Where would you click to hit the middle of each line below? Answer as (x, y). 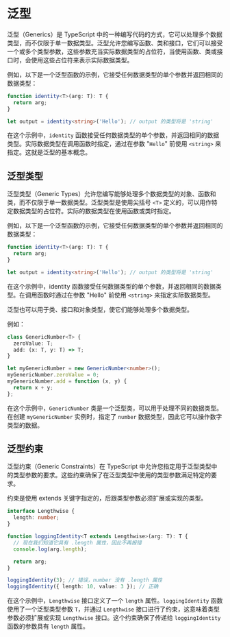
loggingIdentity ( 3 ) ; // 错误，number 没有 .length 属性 (85, 580)
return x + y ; (33, 387)
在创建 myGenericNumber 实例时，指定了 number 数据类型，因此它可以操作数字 (115, 416)
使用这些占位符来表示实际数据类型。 (82, 60)
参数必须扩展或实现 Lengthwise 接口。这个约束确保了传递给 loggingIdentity (114, 618)
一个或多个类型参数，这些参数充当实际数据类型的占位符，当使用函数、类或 (112, 51)
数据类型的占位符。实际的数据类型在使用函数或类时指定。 (94, 211)
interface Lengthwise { (41, 512)
